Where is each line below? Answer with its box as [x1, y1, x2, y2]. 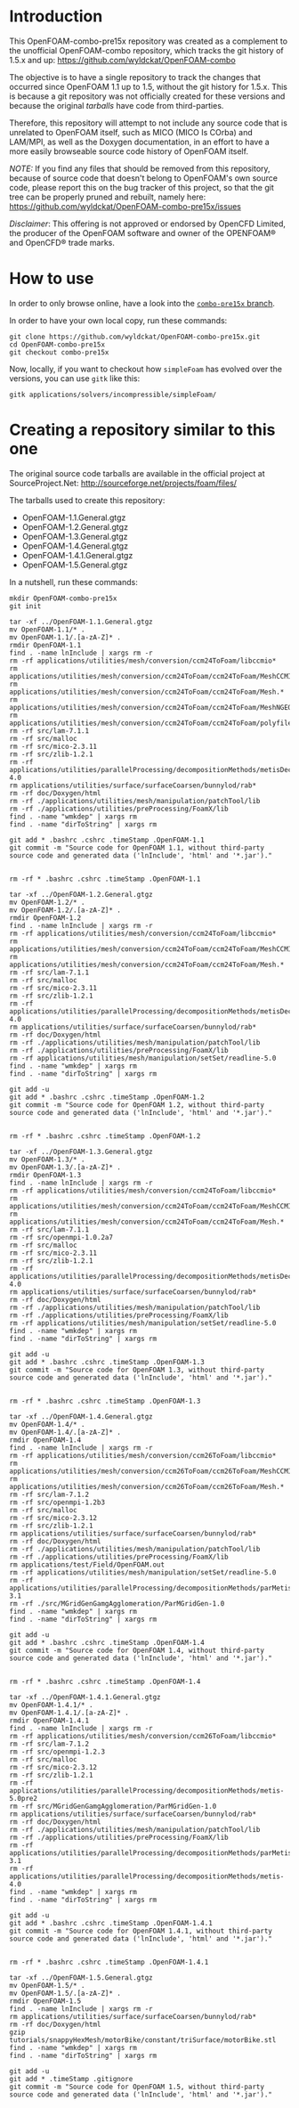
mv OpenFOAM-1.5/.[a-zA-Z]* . [9, 1989, 122, 1998]
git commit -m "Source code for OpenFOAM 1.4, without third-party [9, 1646, 265, 1655]
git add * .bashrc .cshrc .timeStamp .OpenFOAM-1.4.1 [9, 1918, 214, 1927]
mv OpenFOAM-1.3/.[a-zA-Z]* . [9, 1162, 122, 1172]
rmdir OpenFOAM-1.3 [9, 1170, 82, 1179]
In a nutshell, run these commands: [9, 576, 138, 587]
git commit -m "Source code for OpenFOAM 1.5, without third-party [9, 2082, 265, 2091]
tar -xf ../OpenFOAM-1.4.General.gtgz [9, 1412, 153, 1421]
